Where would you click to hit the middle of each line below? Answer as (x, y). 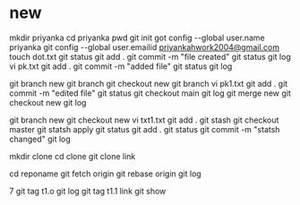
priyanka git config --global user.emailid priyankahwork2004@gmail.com (145, 47)
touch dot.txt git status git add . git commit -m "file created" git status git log (150, 56)
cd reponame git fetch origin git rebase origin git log (105, 174)
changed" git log (40, 139)
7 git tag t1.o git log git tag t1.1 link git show (88, 191)
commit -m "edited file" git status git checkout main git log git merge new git (150, 93)
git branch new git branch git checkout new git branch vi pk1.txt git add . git (149, 83)
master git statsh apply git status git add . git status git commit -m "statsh (145, 129)
